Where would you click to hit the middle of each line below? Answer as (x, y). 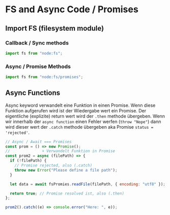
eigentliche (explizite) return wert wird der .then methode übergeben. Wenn (85, 116)
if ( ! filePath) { (28, 161)
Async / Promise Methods (38, 66)
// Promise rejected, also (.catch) (54, 165)
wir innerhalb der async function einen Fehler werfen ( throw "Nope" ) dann (83, 122)
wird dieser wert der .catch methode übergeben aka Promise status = (79, 127)
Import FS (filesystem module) (55, 28)
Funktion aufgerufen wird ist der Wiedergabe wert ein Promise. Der (76, 110)
